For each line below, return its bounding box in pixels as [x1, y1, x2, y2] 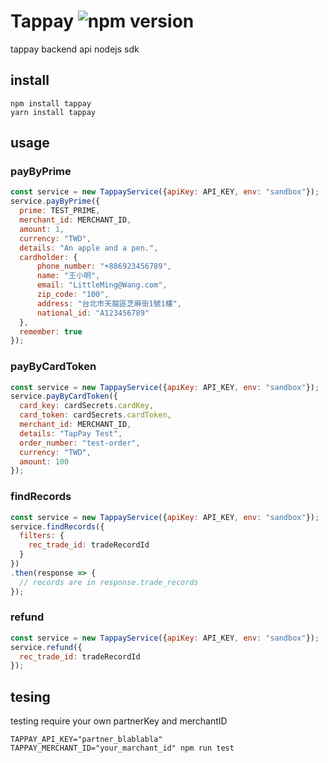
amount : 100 [19, 456, 70, 467]
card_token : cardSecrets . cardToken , [19, 410, 172, 420]
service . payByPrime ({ [10, 196, 101, 207]
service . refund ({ [10, 642, 83, 652]
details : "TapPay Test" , [19, 428, 123, 439]
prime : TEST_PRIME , [19, 206, 101, 216]
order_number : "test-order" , [19, 438, 141, 448]
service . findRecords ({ [10, 521, 105, 532]
